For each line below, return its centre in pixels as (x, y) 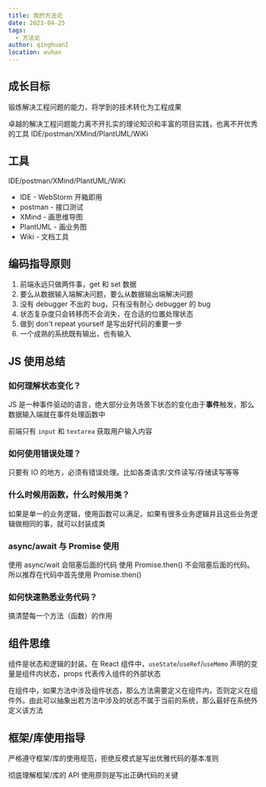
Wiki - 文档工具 (44, 236)
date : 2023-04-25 (37, 23)
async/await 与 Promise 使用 (64, 546)
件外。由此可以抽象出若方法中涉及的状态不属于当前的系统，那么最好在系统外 (133, 701)
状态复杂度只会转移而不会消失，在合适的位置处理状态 (106, 314)
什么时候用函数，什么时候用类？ (69, 495)
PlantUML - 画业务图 (53, 226)
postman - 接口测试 (51, 207)
